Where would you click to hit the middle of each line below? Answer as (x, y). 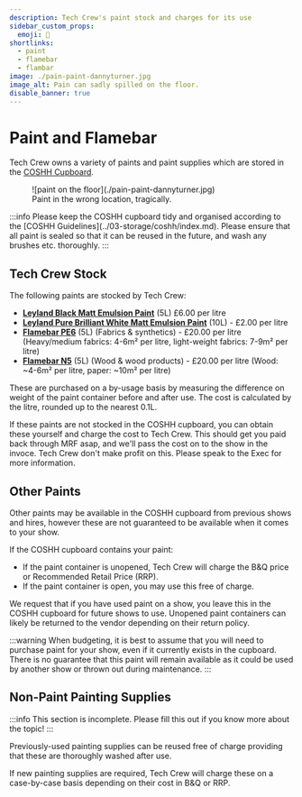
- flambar (36, 69)
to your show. (35, 532)
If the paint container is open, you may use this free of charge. (138, 586)
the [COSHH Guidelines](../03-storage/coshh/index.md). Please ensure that (150, 226)
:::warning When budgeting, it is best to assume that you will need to (137, 640)
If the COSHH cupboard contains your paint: (92, 550)
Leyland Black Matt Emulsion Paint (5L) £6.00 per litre (124, 313)
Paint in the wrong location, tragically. (102, 199)
